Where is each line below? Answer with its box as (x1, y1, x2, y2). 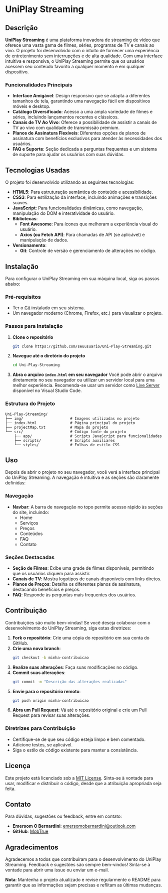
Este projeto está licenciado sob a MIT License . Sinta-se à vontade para (5, 775, 153, 781)
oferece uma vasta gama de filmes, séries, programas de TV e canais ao (5, 42, 154, 48)
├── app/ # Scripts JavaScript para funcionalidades (14, 433, 162, 439)
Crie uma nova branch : (12, 645, 61, 651)
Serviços (19, 520, 38, 526)
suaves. (12, 200, 29, 206)
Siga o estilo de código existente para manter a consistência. (12, 747, 138, 753)
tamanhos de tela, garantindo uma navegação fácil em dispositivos (12, 98, 150, 104)
